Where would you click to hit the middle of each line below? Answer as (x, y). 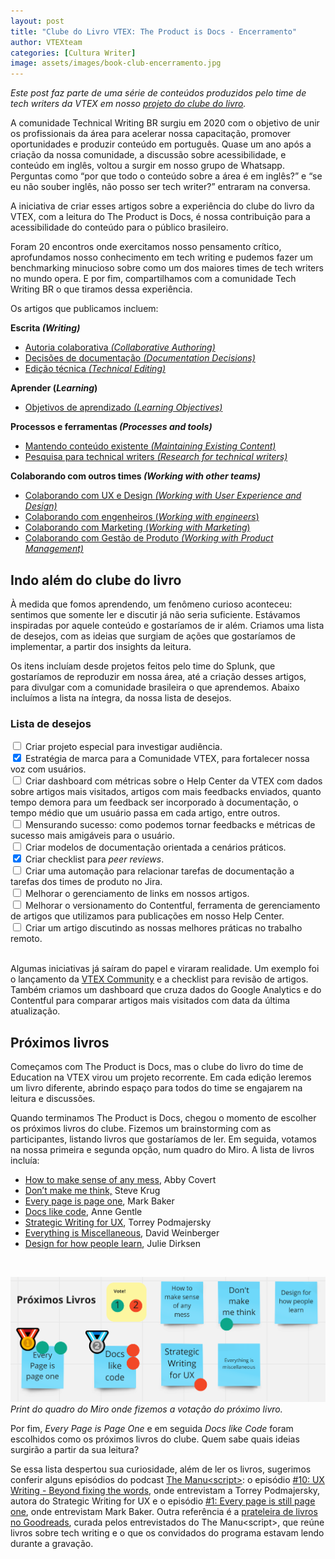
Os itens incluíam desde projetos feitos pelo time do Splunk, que (143, 666)
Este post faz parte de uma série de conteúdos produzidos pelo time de (158, 93)
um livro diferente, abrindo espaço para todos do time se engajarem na (156, 1088)
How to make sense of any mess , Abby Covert (120, 1180)
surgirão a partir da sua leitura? (75, 1449)
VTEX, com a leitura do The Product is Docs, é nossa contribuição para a (160, 217)
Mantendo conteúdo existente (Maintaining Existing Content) (150, 446)
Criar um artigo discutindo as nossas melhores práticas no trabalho (163, 928)
